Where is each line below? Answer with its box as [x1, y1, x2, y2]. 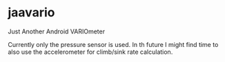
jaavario [8, 5, 55, 20]
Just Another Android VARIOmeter [8, 27, 106, 35]
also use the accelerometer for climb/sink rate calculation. [8, 48, 173, 56]
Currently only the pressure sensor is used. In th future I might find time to [8, 40, 219, 48]
